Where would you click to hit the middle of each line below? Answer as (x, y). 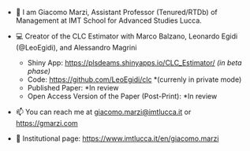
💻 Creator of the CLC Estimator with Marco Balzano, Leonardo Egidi (127, 36)
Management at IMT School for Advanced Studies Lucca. (109, 20)
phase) (39, 71)
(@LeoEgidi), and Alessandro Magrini (76, 48)
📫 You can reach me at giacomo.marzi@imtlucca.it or (103, 112)
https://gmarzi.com (47, 123)
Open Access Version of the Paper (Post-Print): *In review (122, 96)
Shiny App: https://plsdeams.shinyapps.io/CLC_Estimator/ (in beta (134, 63)
